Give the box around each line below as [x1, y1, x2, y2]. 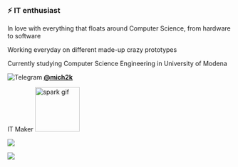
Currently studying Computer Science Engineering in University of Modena [7, 59, 228, 68]
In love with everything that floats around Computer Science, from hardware [7, 24, 231, 33]
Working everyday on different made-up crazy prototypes [7, 45, 177, 54]
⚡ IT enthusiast [7, 5, 61, 15]
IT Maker [7, 125, 34, 134]
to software [7, 32, 41, 41]
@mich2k [43, 73, 73, 82]
